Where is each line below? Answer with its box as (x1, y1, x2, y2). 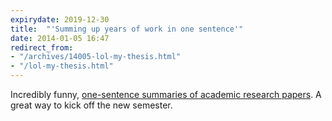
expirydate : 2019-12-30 (10, 14, 110, 25)
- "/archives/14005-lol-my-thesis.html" (10, 52, 182, 62)
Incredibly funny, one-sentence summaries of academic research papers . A (10, 89, 322, 100)
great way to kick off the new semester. (10, 99, 173, 111)
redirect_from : (10, 42, 74, 53)
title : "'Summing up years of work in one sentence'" (10, 24, 244, 34)
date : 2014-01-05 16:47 (10, 33, 110, 43)
